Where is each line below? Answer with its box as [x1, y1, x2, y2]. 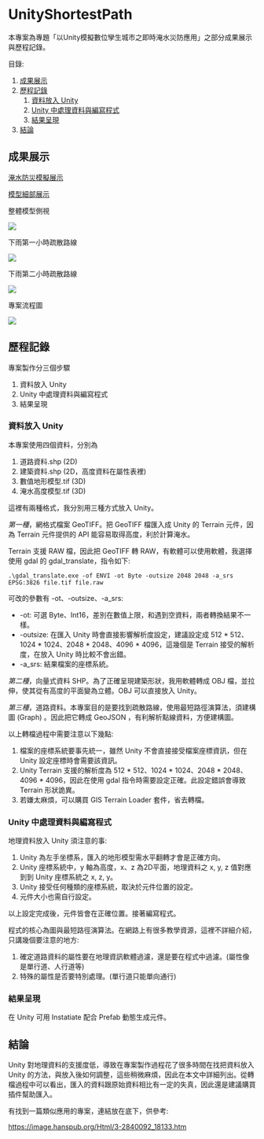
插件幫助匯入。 [8, 1089, 57, 1099]
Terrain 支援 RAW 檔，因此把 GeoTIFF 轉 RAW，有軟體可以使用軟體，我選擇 [8, 546, 253, 555]
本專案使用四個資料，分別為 [8, 440, 98, 449]
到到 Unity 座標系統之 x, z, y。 [19, 872, 118, 882]
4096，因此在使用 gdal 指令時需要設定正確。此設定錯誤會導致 [45, 775, 246, 784]
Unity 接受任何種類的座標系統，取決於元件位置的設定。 [19, 883, 198, 892]
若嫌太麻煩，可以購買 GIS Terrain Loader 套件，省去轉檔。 [19, 794, 209, 804]
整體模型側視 [8, 206, 49, 216]
